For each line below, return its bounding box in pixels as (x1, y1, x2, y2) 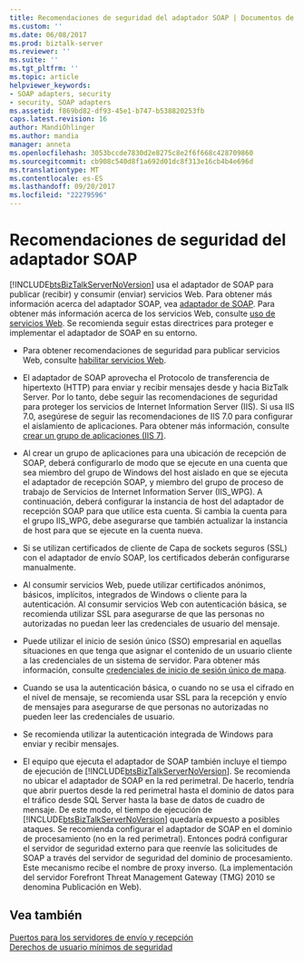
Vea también (9, 907, 83, 923)
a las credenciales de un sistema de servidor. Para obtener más (22, 655, 260, 666)
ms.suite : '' (9, 55, 59, 64)
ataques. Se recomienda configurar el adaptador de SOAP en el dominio (22, 823, 293, 834)
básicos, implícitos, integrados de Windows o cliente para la (22, 589, 248, 599)
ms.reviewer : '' (9, 47, 71, 56)
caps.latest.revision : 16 (9, 114, 107, 124)
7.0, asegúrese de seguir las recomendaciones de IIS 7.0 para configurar (22, 411, 293, 421)
